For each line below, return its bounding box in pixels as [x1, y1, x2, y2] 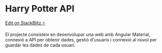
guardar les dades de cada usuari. [5, 42, 76, 48]
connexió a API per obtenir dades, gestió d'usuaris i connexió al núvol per [5, 36, 157, 42]
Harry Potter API [5, 3, 74, 14]
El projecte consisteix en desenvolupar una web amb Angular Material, [5, 31, 150, 37]
